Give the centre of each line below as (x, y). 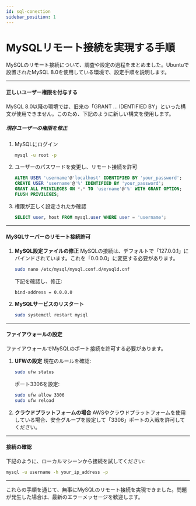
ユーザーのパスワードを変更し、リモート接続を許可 (76, 167)
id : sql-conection (28, 11)
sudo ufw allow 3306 (39, 395)
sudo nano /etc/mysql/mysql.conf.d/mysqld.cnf (72, 270)
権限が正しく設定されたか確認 (50, 206)
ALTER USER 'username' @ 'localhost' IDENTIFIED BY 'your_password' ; (98, 178)
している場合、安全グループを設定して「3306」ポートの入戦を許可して (100, 419)
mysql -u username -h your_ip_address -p (57, 472)
